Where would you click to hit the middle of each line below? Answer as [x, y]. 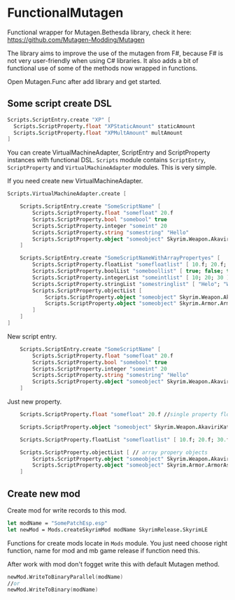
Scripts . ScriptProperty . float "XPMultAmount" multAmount [98, 133]
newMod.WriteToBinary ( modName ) [53, 590]
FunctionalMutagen [65, 13]
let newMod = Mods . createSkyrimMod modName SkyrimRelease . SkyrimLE [108, 529]
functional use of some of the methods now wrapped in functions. [102, 68]
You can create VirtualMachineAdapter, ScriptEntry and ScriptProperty [109, 152]
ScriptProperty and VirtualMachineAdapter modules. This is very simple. [112, 167]
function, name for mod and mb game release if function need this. [104, 550]
